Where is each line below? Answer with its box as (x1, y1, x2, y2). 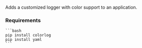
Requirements (5, 17, 41, 24)
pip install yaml (5, 37, 42, 42)
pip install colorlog (5, 33, 51, 38)
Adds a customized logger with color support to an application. (5, 5, 137, 10)
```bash (5, 28, 22, 33)
